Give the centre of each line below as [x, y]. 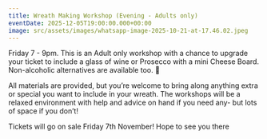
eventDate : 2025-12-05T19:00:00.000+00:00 [80, 23]
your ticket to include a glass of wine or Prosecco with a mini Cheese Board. [134, 62]
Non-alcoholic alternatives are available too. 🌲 [84, 70]
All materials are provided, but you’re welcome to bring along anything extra [133, 85]
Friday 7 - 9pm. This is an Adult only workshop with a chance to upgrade [128, 54]
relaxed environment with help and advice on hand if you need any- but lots [133, 103]
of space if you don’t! [43, 111]
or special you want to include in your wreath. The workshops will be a [125, 94]
